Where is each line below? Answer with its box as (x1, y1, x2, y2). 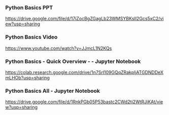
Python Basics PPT (5, 4, 53, 11)
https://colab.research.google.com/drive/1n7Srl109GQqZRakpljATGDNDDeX (5, 69, 164, 75)
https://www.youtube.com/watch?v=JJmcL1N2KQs (5, 45, 112, 51)
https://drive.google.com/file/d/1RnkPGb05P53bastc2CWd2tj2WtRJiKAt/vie (5, 99, 163, 105)
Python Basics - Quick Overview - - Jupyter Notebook (5, 58, 141, 65)
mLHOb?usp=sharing (5, 74, 50, 81)
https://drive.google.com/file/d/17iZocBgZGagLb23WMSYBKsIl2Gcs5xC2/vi (5, 16, 164, 22)
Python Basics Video (5, 33, 58, 41)
